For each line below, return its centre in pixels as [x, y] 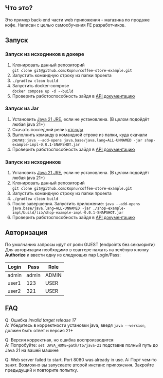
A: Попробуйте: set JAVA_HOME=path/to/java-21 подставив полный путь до [81, 345]
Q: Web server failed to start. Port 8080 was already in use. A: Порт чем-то [81, 359]
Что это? [19, 8]
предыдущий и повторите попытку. [42, 370]
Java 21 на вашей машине [32, 350]
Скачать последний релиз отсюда [48, 129]
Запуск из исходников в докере [45, 54]
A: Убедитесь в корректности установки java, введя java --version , [75, 325]
